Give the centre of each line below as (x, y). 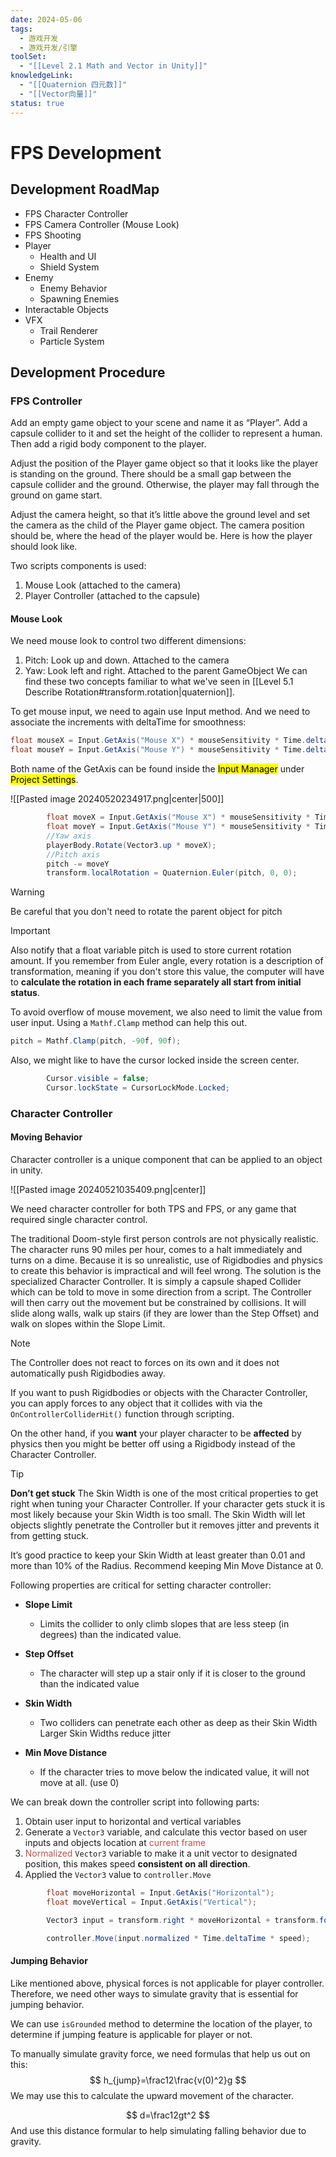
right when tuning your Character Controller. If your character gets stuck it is (168, 1504)
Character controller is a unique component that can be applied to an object (166, 1160)
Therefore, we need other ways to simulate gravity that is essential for (154, 1993)
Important (30, 931)
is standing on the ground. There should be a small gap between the (151, 474)
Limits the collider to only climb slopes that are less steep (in (164, 1624)
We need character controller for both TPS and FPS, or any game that (153, 1209)
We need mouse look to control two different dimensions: (128, 641)
